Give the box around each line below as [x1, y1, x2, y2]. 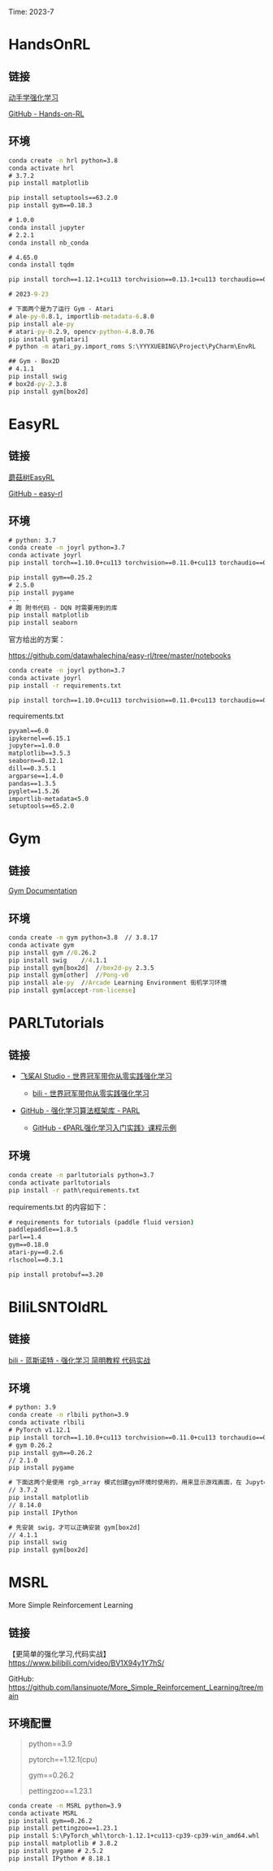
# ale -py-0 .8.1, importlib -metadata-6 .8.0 [8, 312, 154, 320]
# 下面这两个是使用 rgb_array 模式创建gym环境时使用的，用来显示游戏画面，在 [8, 1479, 242, 1487]
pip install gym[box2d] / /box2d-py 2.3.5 [8, 964, 154, 972]
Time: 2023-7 [8, 7, 54, 16]
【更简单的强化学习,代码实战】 [8, 1648, 111, 1658]
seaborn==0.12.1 [8, 757, 63, 765]
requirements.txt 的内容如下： [8, 1202, 109, 1211]
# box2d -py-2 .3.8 [8, 379, 67, 388]
